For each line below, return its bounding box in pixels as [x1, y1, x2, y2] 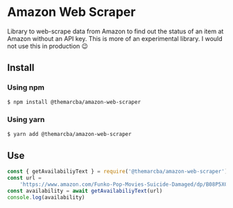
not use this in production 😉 [7, 42, 89, 50]
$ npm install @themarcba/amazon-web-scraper [7, 98, 141, 105]
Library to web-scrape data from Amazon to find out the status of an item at [7, 27, 224, 35]
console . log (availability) [7, 193, 85, 201]
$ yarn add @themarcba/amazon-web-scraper [7, 130, 132, 137]
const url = [7, 175, 42, 182]
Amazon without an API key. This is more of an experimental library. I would [7, 34, 223, 42]
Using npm [7, 83, 45, 92]
